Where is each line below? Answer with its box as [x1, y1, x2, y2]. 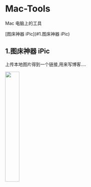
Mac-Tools [5, 3, 50, 15]
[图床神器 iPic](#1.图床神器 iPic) [5, 31, 70, 37]
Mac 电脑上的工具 [5, 20, 42, 26]
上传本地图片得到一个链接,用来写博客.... [5, 61, 86, 67]
